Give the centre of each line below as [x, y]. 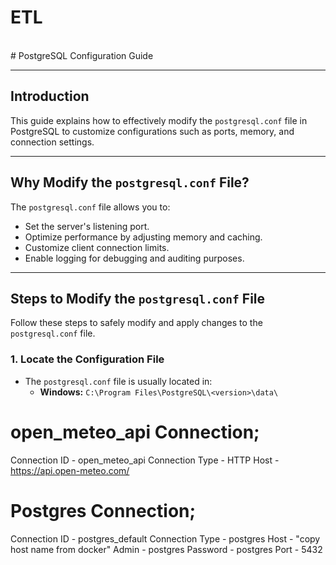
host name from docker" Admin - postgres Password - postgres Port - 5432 [166, 549]
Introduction [50, 96]
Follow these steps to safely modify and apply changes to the [136, 323]
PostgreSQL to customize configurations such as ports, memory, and [152, 131]
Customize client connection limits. [97, 247]
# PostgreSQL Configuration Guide [82, 55]
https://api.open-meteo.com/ [70, 470]
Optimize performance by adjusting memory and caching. [143, 237]
